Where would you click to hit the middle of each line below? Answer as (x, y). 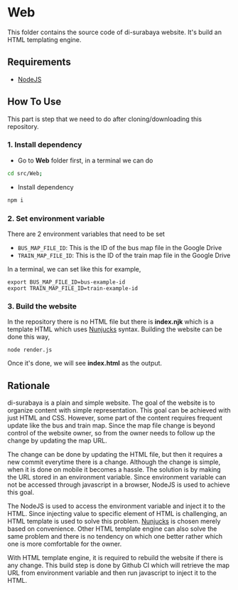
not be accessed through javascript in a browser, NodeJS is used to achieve (119, 485)
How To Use (34, 102)
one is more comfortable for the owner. (65, 544)
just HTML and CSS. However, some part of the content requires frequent (115, 418)
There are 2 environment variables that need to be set (86, 234)
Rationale (29, 385)
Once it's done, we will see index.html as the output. (85, 363)
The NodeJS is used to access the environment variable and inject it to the (117, 506)
